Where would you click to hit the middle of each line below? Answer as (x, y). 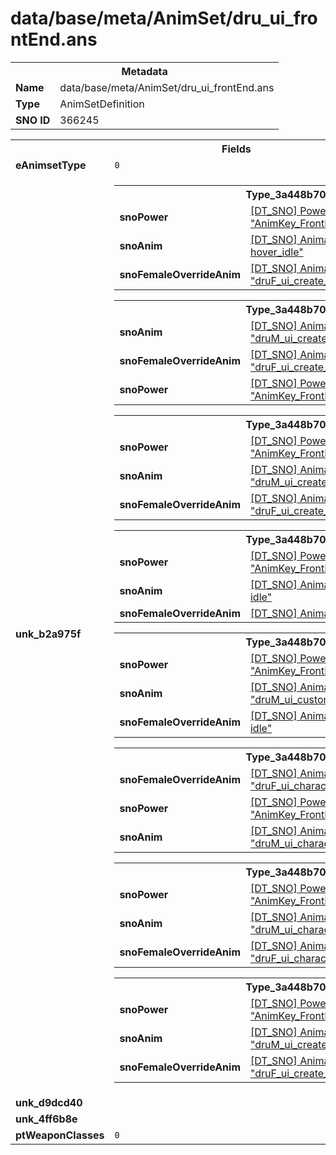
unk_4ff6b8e (46, 1119)
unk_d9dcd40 (49, 1102)
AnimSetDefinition (102, 104)
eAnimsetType (51, 165)
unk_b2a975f (48, 634)
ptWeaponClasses (60, 1135)
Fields (236, 149)
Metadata (144, 71)
